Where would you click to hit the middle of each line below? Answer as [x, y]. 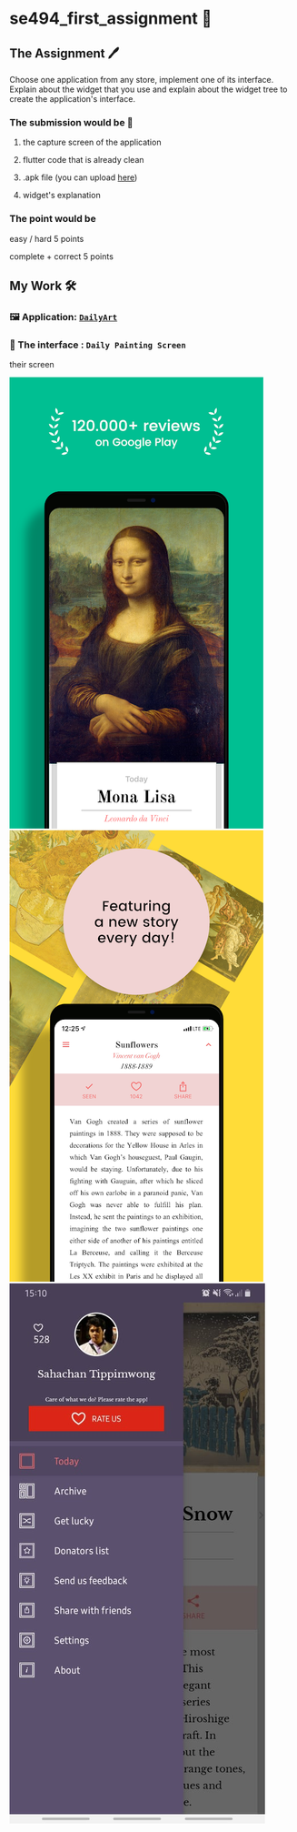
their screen [32, 365]
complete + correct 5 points [61, 256]
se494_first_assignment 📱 [111, 19]
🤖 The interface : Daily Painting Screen [98, 345]
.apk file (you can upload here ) [80, 177]
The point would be [53, 219]
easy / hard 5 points [47, 238]
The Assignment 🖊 [64, 53]
